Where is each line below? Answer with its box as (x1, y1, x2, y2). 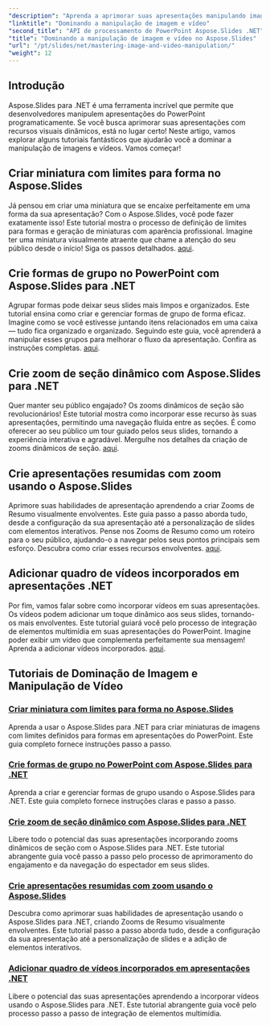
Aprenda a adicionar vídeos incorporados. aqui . (8, 643, 166, 653)
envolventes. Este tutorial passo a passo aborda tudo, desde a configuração (8, 925, 261, 935)
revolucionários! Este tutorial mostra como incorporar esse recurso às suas (8, 409, 257, 419)
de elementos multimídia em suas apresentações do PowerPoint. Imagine (8, 626, 252, 636)
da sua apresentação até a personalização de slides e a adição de (8, 934, 227, 944)
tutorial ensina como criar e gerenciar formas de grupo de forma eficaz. (8, 309, 247, 319)
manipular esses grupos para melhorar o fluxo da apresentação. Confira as (8, 335, 257, 345)
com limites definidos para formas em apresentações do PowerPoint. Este (8, 730, 253, 740)
